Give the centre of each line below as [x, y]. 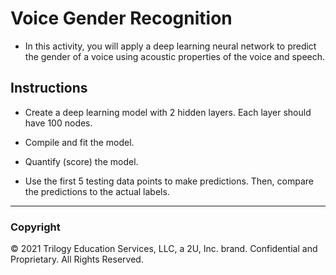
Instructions [49, 88]
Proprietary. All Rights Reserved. [77, 259]
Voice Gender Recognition [121, 18]
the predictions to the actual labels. [97, 191]
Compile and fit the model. [79, 142]
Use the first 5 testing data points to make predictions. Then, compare [169, 181]
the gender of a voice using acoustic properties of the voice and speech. [175, 56]
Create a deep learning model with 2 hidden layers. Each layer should [168, 112]
